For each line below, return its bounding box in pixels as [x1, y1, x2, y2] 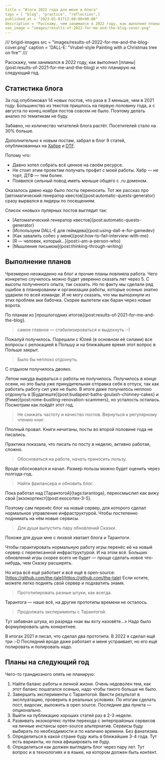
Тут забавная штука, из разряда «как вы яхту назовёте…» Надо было [5, 618, 151, 624]
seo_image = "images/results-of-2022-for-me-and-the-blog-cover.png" [5, 26, 151, 31]
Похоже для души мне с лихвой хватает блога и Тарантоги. [5, 534, 131, 540]
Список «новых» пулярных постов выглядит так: [5, 207, 107, 213]
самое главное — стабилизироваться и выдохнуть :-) [17, 327, 131, 332]
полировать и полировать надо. [5, 644, 72, 650]
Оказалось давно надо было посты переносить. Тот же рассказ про [5, 187, 149, 193]
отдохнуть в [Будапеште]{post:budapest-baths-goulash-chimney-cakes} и [5, 391, 159, 397]
